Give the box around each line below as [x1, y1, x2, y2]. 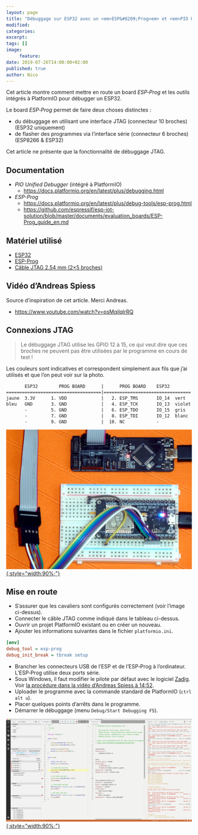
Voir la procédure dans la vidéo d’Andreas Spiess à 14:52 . [14, 682, 154, 689]
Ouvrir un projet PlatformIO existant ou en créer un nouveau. [14, 621, 162, 628]
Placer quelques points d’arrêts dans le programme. [14, 700, 141, 708]
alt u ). [14, 694, 32, 702]
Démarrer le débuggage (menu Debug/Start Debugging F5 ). [14, 707, 158, 714]
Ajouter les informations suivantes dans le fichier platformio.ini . [14, 628, 173, 635]
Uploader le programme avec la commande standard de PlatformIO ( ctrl [14, 688, 192, 695]
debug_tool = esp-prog [6, 646, 62, 652]
